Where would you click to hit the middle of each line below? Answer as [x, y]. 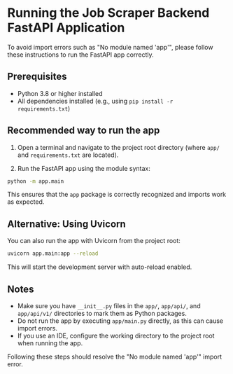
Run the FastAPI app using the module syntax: [84, 168]
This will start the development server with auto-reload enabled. [100, 267]
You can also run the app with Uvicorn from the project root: [94, 241]
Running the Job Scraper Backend [108, 13]
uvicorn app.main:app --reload [53, 254]
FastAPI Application [66, 28]
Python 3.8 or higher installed [60, 93]
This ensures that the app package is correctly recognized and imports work [117, 195]
